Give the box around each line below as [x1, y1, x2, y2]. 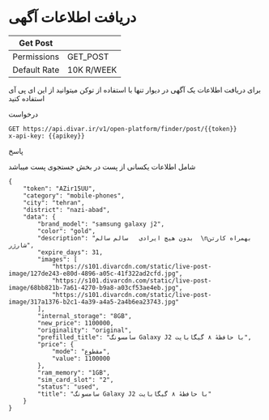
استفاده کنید [8, 93, 45, 103]
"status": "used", [37, 383, 100, 391]
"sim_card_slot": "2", [37, 375, 114, 384]
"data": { [23, 213, 57, 221]
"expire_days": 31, [37, 248, 104, 257]
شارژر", [8, 241, 35, 249]
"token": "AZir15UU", [23, 185, 96, 193]
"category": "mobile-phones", [23, 191, 126, 200]
